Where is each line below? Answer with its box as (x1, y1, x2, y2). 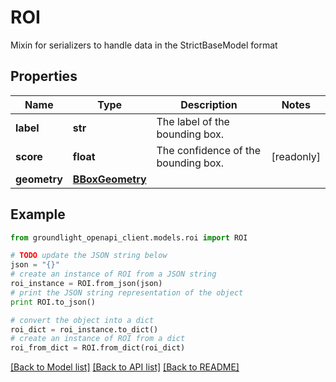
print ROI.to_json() (10, 297, 97, 307)
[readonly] (271, 149, 321, 163)
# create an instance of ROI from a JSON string (10, 269, 217, 280)
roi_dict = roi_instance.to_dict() (10, 324, 159, 335)
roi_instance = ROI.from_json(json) (10, 279, 163, 289)
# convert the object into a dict (10, 315, 155, 325)
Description (180, 97, 238, 111)
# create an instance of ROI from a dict (10, 334, 186, 344)
